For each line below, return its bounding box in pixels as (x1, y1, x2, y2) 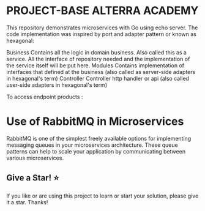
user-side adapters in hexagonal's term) (6, 81, 108, 89)
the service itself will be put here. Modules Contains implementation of (6, 62, 185, 69)
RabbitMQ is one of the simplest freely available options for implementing (6, 135, 192, 142)
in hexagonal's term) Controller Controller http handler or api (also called (6, 75, 190, 82)
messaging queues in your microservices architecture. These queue (6, 141, 179, 149)
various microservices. (6, 154, 64, 161)
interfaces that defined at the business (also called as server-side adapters (6, 68, 196, 75)
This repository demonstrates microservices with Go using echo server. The (6, 24, 198, 31)
